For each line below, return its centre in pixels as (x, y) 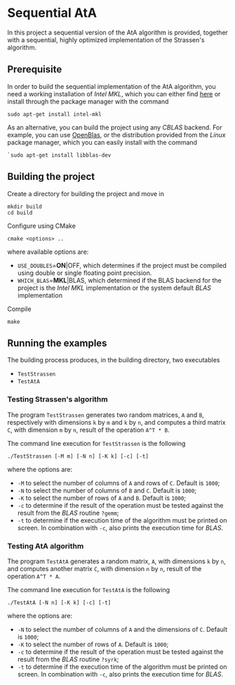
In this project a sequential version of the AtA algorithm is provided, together (117, 32)
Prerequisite (35, 69)
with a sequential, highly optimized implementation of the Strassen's (106, 39)
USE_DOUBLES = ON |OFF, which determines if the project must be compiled (122, 265)
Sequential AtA (52, 13)
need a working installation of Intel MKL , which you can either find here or (114, 94)
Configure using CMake (41, 226)
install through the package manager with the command (88, 101)
